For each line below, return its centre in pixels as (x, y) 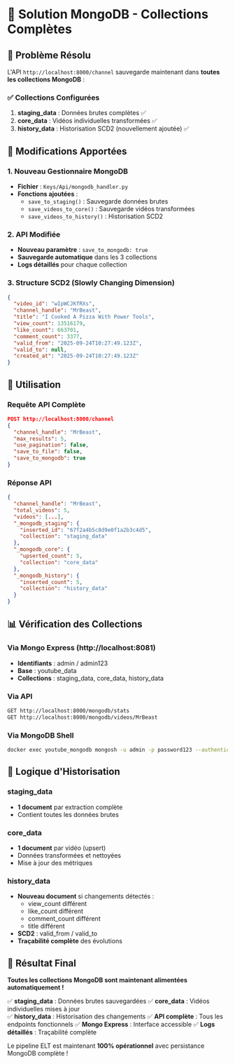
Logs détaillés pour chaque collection (72, 265)
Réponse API (30, 482)
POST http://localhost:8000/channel (60, 419)
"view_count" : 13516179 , (50, 324)
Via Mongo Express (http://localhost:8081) (81, 648)
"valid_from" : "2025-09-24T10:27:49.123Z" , (78, 343)
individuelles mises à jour (44, 1009)
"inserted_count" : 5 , (51, 582)
